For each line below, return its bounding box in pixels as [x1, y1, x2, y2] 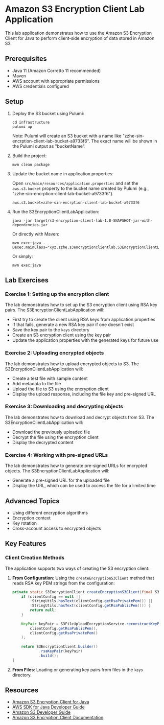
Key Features [5, 539, 47, 548]
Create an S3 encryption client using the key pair [12, 332, 111, 338]
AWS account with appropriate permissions [12, 78, 100, 84]
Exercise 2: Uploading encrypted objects [5, 350, 104, 356]
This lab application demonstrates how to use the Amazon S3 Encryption [5, 30, 152, 36]
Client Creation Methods [5, 554, 65, 561]
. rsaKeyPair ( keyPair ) [38, 649, 83, 654]
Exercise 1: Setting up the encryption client [5, 290, 109, 297]
